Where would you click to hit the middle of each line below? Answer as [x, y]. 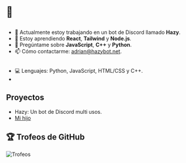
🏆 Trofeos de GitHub [45, 137]
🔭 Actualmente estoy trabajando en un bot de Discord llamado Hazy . [97, 32]
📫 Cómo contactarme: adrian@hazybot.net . [68, 51]
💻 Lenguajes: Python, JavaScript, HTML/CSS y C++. [79, 70]
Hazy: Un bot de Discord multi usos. [58, 111]
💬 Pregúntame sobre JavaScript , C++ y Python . [73, 45]
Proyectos [25, 98]
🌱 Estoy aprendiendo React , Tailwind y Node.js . [73, 38]
